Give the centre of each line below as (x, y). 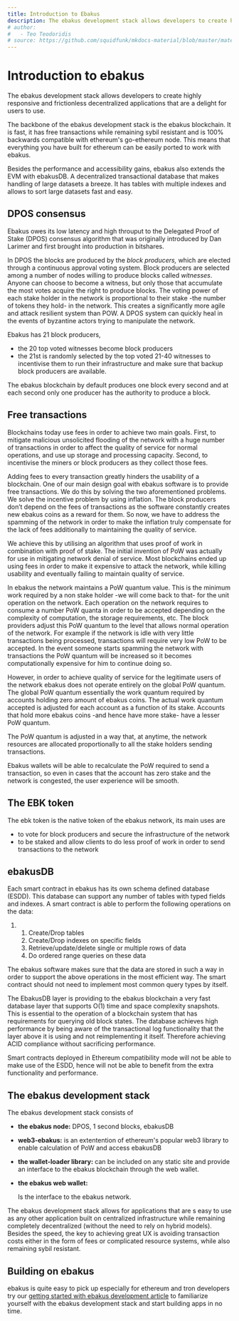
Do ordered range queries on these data (87, 956)
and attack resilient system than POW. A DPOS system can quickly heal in (115, 313)
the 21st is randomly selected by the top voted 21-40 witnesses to (114, 356)
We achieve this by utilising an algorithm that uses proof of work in (105, 543)
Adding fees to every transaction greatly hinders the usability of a (103, 476)
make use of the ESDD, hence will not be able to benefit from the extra (111, 1066)
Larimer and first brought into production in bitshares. (86, 246)
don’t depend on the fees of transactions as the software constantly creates (119, 507)
